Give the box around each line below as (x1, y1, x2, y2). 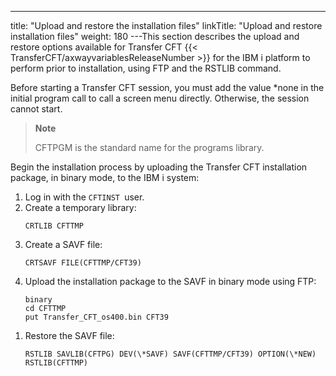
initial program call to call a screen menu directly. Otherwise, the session (10, 92, 310, 104)
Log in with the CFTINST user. (24, 191, 145, 203)
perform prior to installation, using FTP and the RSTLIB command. (10, 62, 282, 74)
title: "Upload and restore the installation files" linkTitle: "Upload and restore (10, 20, 323, 31)
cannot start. (10, 103, 63, 115)
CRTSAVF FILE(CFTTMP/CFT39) (24, 258, 142, 268)
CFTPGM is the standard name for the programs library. (34, 142, 265, 153)
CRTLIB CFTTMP (24, 221, 84, 231)
